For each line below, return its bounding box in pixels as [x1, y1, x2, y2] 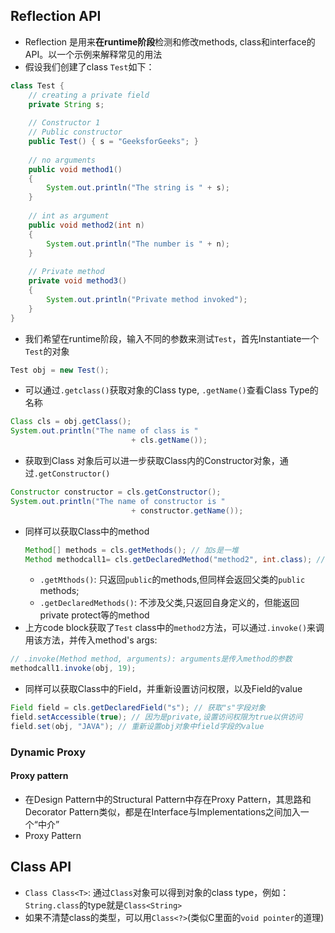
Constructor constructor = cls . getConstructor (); [10, 487, 222, 498]
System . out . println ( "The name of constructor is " [10, 496, 226, 506]
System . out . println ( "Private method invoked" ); [46, 294, 248, 304]
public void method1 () [28, 164, 123, 174]
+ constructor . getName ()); [131, 505, 244, 516]
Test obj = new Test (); [10, 365, 110, 375]
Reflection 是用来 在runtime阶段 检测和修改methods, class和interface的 [24, 35, 316, 48]
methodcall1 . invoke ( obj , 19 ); [10, 664, 137, 674]
